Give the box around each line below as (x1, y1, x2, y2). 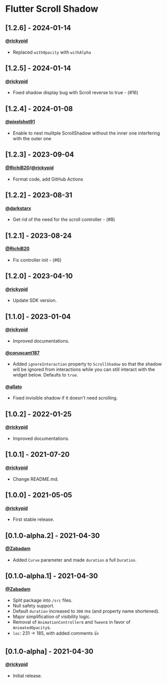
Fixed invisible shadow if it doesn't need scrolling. (12, 395, 118, 401)
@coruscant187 (5, 349, 40, 356)
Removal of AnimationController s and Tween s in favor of (12, 619, 131, 625)
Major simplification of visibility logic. (12, 613, 91, 620)
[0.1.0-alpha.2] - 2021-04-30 (5, 531, 100, 540)
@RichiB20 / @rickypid (5, 164, 54, 170)
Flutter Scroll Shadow (5, 3, 99, 15)
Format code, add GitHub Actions (12, 176, 83, 182)
